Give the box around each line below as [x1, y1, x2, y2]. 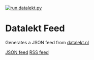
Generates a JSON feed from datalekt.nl [5, 39, 89, 45]
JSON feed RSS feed [5, 49, 49, 55]
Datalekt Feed [5, 23, 65, 34]
